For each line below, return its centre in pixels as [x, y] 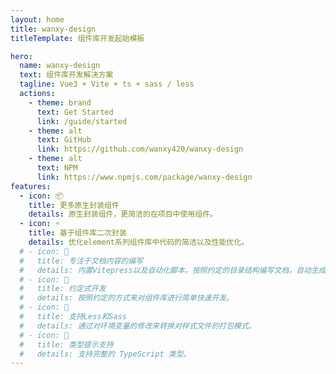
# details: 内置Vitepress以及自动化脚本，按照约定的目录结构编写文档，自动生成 [173, 270]
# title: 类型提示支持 [66, 344]
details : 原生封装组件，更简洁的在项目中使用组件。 [123, 214]
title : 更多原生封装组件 [74, 205]
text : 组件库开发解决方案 [66, 75]
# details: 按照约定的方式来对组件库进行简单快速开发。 [127, 298]
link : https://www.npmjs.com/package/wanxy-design [144, 177]
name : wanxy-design [60, 66]
